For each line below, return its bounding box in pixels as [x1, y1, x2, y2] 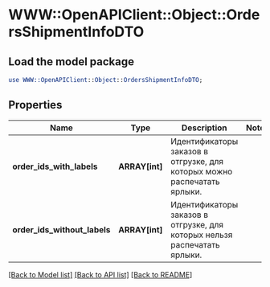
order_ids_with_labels [12, 161, 98, 172]
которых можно [170, 166, 233, 177]
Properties [8, 98, 63, 112]
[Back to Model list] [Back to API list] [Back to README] [8, 269, 193, 279]
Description [181, 122, 227, 133]
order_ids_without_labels [12, 223, 111, 235]
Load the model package [8, 55, 135, 68]
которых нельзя [170, 229, 233, 240]
